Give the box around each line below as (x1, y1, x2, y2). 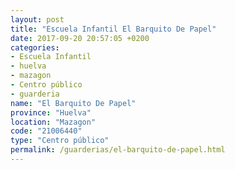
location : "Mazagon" (10, 117, 97, 127)
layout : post (10, 14, 65, 25)
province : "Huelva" (10, 107, 92, 118)
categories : (10, 42, 60, 53)
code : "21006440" (10, 126, 83, 136)
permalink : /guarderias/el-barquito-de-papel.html (10, 145, 226, 155)
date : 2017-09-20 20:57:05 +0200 (10, 33, 150, 43)
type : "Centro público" (10, 136, 110, 146)
